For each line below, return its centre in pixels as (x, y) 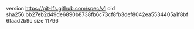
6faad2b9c (19, 21)
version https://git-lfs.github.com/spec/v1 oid (61, 8)
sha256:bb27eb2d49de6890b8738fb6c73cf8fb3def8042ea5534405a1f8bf (97, 14)
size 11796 (46, 21)
